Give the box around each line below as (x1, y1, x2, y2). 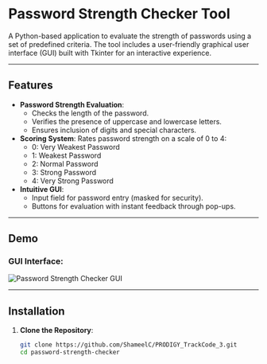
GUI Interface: (8, 256, 64, 267)
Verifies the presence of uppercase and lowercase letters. (31, 116, 222, 126)
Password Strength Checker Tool (8, 5, 230, 23)
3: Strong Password (31, 167, 97, 177)
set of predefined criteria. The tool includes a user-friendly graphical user (8, 39, 250, 49)
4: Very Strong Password (31, 176, 114, 186)
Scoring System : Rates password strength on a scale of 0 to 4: (19, 133, 227, 143)
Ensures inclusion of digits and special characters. (31, 125, 197, 135)
